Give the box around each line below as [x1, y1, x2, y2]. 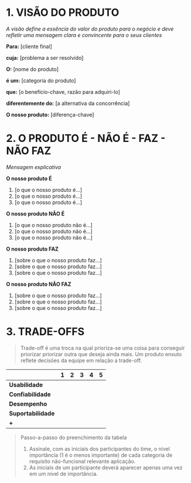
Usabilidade [9, 380, 43, 389]
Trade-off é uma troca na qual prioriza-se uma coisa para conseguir [20, 344, 185, 352]
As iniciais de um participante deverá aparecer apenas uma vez [29, 464, 183, 471]
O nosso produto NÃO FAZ [6, 281, 71, 288]
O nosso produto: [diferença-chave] [6, 111, 94, 118]
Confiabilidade [9, 390, 51, 398]
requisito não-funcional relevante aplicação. [29, 458, 136, 465]
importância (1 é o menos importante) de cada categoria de [29, 451, 173, 458]
